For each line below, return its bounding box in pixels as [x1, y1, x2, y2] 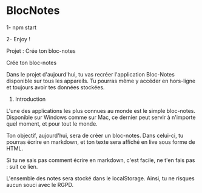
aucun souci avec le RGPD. [6, 181, 74, 188]
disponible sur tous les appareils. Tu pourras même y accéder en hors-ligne [6, 77, 196, 84]
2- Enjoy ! [6, 35, 30, 42]
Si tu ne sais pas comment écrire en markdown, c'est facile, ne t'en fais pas [6, 156, 195, 164]
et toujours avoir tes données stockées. [6, 83, 105, 91]
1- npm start [6, 24, 37, 31]
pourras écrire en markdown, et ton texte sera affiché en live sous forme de [6, 138, 195, 146]
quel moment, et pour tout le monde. [6, 120, 98, 127]
